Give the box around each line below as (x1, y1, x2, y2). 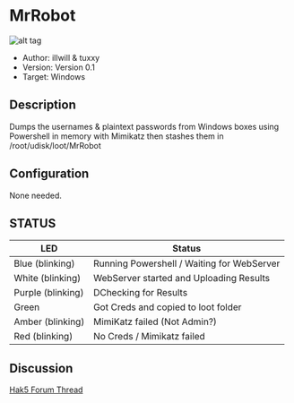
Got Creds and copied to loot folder (92, 301, 242, 313)
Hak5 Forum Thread (9, 384, 83, 395)
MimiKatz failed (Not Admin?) (92, 315, 218, 328)
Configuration (9, 167, 90, 182)
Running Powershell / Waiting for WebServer (92, 257, 281, 270)
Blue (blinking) (13, 257, 75, 270)
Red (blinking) (13, 330, 73, 343)
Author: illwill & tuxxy (22, 52, 100, 63)
